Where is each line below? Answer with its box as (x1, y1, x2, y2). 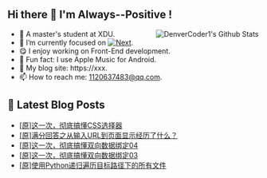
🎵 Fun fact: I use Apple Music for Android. (18, 54, 157, 64)
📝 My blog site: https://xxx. (18, 63, 108, 73)
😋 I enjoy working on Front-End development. (18, 45, 171, 56)
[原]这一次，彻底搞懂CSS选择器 (18, 121, 123, 130)
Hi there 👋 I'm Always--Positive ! (7, 8, 173, 22)
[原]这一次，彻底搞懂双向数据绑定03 (18, 150, 139, 160)
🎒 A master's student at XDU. (18, 29, 116, 38)
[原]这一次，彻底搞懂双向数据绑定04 (18, 140, 139, 150)
